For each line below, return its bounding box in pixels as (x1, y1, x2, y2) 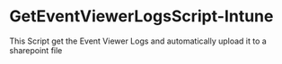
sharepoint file (9, 44, 63, 55)
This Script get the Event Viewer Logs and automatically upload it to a (9, 36, 267, 46)
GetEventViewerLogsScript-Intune (9, 6, 274, 27)
